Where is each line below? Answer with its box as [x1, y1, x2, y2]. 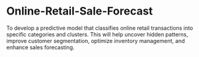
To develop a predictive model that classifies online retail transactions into [6, 24, 193, 32]
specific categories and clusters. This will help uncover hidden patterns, [6, 30, 189, 38]
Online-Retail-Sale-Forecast [6, 4, 153, 18]
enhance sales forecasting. [6, 44, 75, 51]
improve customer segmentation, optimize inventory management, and [6, 37, 185, 44]
